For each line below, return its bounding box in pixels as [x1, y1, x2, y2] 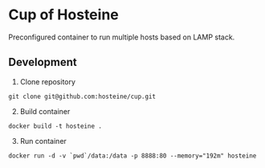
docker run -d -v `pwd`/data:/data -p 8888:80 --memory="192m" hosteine [8, 151, 257, 160]
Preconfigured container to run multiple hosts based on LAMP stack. [8, 32, 235, 42]
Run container [19, 136, 67, 145]
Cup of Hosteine [8, 6, 119, 24]
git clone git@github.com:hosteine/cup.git [8, 92, 157, 100]
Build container [19, 106, 71, 116]
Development [8, 55, 78, 69]
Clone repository [19, 76, 76, 86]
